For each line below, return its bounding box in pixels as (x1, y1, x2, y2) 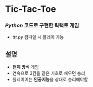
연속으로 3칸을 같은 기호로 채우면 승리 (12, 70, 86, 76)
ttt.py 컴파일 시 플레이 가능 (12, 34, 64, 40)
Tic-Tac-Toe (5, 3, 56, 15)
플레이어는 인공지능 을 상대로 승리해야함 (12, 77, 88, 83)
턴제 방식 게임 (12, 64, 39, 70)
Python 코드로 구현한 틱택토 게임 (5, 22, 79, 29)
